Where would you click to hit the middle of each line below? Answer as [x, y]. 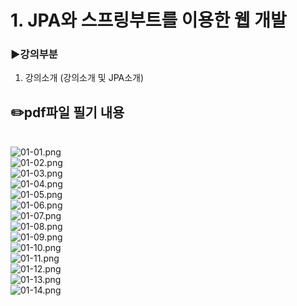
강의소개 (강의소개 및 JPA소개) [84, 78]
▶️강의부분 [34, 54]
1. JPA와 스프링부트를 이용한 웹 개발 [148, 20]
